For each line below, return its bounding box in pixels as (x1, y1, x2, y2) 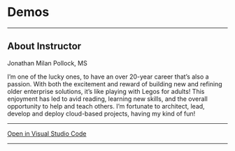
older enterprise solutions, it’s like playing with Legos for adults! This (7, 87, 205, 95)
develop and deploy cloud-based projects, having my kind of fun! (7, 109, 196, 118)
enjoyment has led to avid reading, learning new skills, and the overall (7, 95, 208, 103)
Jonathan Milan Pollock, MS (7, 58, 87, 67)
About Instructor (7, 40, 82, 52)
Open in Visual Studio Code (7, 129, 87, 138)
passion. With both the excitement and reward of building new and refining (7, 79, 222, 88)
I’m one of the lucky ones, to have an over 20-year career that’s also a (7, 72, 209, 81)
